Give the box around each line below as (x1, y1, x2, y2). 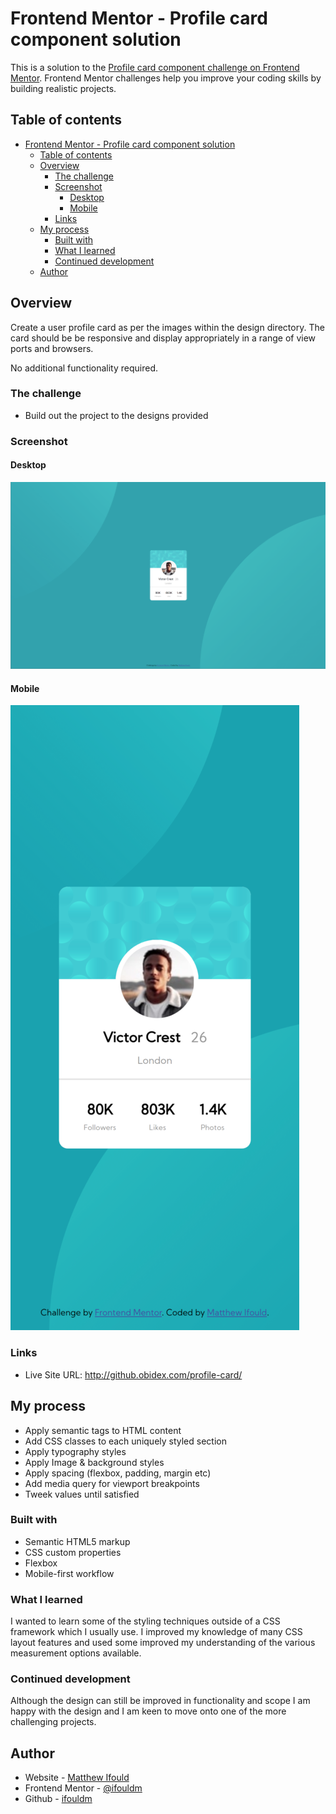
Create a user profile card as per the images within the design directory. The (10, 321, 325, 333)
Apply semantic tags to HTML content (24, 1424, 182, 1436)
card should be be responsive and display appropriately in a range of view (10, 332, 317, 344)
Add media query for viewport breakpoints (24, 1477, 200, 1489)
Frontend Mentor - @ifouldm (24, 1782, 143, 1794)
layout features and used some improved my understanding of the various (10, 1637, 316, 1649)
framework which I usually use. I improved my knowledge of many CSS (10, 1626, 303, 1638)
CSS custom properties (24, 1546, 122, 1558)
